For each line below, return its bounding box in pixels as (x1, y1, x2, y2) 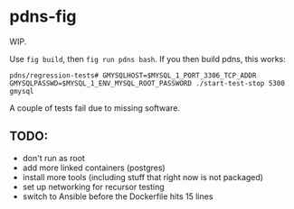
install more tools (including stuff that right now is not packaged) (22, 171, 264, 182)
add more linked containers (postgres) (22, 162, 166, 173)
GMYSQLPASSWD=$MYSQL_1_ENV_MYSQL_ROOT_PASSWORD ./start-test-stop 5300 (9, 78, 285, 87)
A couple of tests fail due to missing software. (9, 102, 181, 114)
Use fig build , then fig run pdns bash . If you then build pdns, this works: (9, 53, 287, 64)
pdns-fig (9, 6, 77, 27)
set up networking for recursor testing (22, 181, 165, 192)
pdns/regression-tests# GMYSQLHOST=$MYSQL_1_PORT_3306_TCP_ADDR (9, 70, 257, 80)
